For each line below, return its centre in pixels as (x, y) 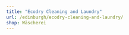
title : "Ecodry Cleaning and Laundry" (54, 12)
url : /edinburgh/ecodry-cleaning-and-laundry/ (65, 17)
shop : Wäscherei (26, 23)
